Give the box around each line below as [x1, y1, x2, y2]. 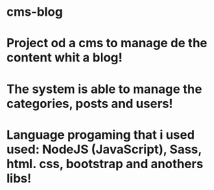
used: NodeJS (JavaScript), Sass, [6, 141, 202, 157]
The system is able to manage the [6, 81, 202, 96]
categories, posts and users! [6, 96, 174, 111]
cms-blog [6, 4, 63, 20]
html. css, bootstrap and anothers [6, 156, 204, 172]
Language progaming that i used [6, 127, 195, 142]
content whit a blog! [6, 50, 123, 66]
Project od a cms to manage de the [6, 36, 208, 51]
